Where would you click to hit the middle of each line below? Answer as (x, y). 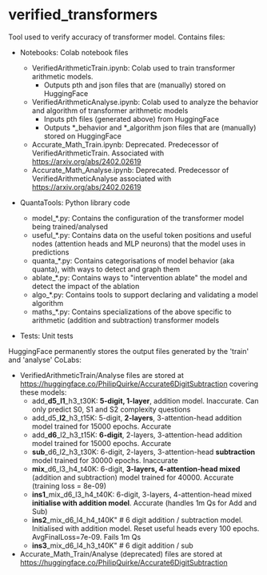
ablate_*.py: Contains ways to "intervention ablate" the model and (139, 277)
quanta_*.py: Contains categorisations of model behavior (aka (133, 260)
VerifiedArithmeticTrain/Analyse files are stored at (102, 375)
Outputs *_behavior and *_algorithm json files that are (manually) (150, 127)
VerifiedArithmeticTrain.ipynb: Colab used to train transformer (133, 68)
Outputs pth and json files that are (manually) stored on (135, 85)
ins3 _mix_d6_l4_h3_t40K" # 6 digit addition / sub (112, 545)
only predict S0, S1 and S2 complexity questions (111, 409)
